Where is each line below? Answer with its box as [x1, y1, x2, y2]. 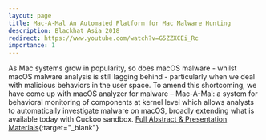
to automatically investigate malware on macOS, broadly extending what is [8, 106, 255, 116]
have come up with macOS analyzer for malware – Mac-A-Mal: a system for [8, 89, 258, 98]
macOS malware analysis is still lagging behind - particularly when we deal [8, 72, 255, 82]
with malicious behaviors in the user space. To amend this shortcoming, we [8, 81, 257, 90]
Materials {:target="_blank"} [8, 123, 99, 133]
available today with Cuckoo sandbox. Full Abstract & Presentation [8, 114, 228, 124]
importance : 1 [8, 42, 56, 50]
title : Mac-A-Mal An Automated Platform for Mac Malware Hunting [8, 19, 231, 27]
